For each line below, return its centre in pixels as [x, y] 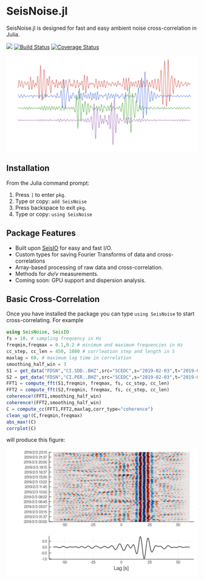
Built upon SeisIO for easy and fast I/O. [63, 248]
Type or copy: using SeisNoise [54, 214]
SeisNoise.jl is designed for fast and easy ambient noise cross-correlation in [102, 28]
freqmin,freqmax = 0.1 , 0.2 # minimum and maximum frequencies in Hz [95, 345]
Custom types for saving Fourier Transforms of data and [85, 254]
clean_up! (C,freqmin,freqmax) [45, 415]
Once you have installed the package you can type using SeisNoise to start [100, 314]
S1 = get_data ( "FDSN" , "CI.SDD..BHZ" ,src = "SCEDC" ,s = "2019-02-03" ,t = [93, 371]
